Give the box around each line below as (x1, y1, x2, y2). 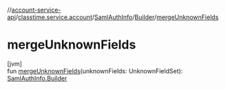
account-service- (11, 6, 61, 14)
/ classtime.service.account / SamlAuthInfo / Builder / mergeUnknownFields (15, 13, 219, 21)
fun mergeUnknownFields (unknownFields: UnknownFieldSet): (7, 66, 183, 75)
